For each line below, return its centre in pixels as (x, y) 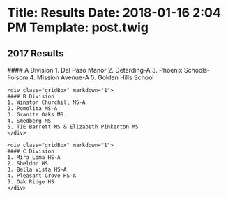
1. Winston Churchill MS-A (46, 102)
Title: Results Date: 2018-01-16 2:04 (114, 13)
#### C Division (31, 151)
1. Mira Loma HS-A (34, 158)
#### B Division (31, 96)
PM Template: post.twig (78, 28)
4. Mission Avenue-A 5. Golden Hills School (92, 77)
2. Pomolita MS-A (32, 109)
